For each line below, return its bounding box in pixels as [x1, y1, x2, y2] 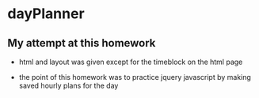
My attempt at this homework [7, 36, 156, 50]
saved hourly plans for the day [18, 81, 119, 90]
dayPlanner [7, 5, 85, 23]
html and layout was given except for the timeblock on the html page [18, 57, 243, 66]
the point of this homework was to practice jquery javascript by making [18, 73, 251, 81]
